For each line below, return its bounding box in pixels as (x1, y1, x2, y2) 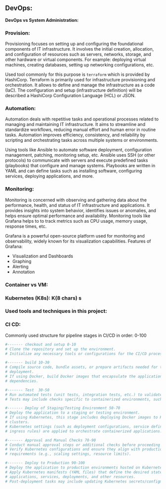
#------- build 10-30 (5, 360, 50, 365)
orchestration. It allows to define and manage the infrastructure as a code (5, 82, 155, 88)
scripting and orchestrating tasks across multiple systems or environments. (5, 137, 159, 143)
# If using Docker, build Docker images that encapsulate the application (5, 374, 163, 379)
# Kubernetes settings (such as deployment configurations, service (5, 424, 149, 429)
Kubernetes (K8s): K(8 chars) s (5, 295, 82, 302)
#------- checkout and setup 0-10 (5, 342, 77, 347)
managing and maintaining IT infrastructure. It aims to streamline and (5, 122, 146, 127)
